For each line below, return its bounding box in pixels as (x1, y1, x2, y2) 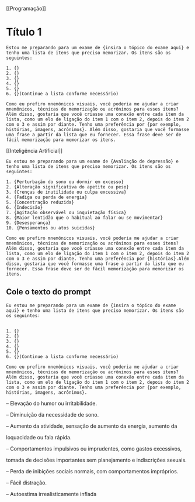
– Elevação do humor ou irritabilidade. (6, 400, 97, 407)
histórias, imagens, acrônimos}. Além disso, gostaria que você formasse (6, 126, 190, 132)
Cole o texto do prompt (6, 287, 92, 297)
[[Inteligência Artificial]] (6, 147, 63, 154)
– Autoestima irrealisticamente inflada (6, 490, 97, 497)
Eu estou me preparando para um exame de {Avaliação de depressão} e (6, 158, 179, 164)
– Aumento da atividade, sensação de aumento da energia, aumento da (6, 422, 177, 429)
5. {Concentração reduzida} (6, 199, 75, 205)
